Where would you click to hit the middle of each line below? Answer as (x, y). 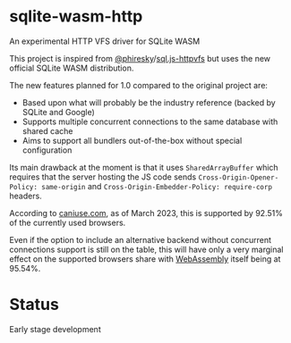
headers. (26, 196)
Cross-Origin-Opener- (239, 177)
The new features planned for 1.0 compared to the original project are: (139, 85)
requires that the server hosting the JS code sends (103, 177)
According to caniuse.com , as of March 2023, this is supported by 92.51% (146, 213)
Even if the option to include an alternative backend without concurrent (140, 239)
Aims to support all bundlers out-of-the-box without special (132, 140)
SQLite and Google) (59, 112)
